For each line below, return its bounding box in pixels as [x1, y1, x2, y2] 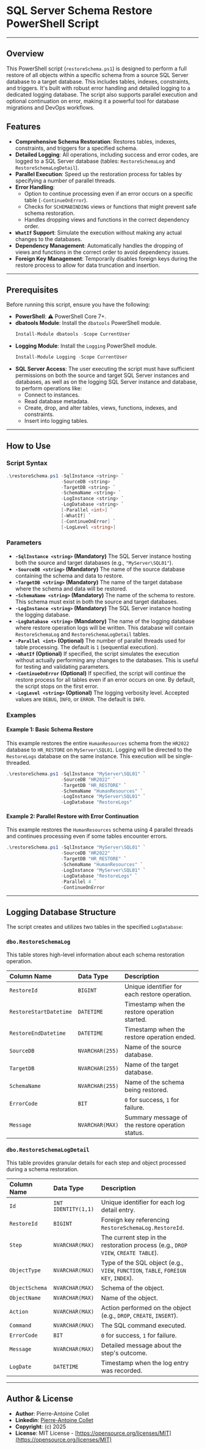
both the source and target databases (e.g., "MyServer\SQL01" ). [15, 559, 173, 566]
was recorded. [101, 1366, 143, 1374]
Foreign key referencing [101, 1215, 170, 1224]
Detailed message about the [101, 1341, 182, 1349]
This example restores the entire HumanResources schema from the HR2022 [6, 739, 189, 747]
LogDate [9, 1363, 32, 1370]
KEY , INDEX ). [101, 1273, 134, 1282]
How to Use [6, 441, 51, 451]
